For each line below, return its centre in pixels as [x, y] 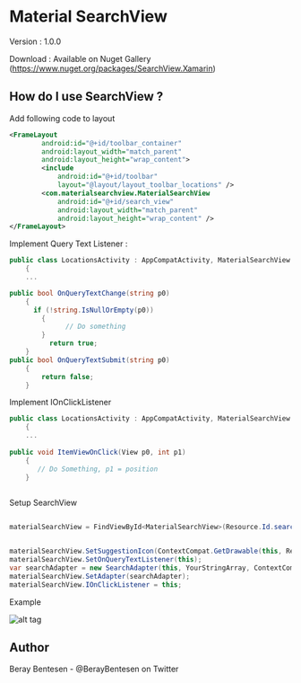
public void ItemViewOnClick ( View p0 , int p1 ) [98, 452]
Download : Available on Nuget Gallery [80, 58]
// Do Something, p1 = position [98, 469]
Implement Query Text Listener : [69, 244]
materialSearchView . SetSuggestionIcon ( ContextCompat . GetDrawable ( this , [146, 551]
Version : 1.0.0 [35, 41]
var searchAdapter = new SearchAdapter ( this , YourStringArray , [130, 568]
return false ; [68, 377]
